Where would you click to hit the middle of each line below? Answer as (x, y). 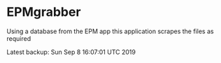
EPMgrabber (44, 12)
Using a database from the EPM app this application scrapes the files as (110, 31)
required (19, 38)
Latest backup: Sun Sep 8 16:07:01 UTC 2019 (71, 52)
